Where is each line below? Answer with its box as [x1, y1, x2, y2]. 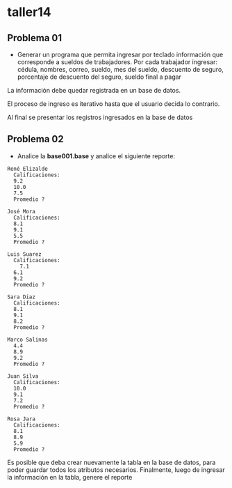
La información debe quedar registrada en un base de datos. [7, 86, 181, 94]
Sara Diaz [7, 293, 36, 300]
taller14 [7, 4, 51, 20]
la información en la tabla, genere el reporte [7, 473, 133, 481]
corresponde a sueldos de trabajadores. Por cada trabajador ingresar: [17, 58, 217, 66]
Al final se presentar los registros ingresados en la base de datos [7, 113, 193, 121]
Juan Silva [7, 372, 39, 380]
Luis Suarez [7, 250, 42, 258]
